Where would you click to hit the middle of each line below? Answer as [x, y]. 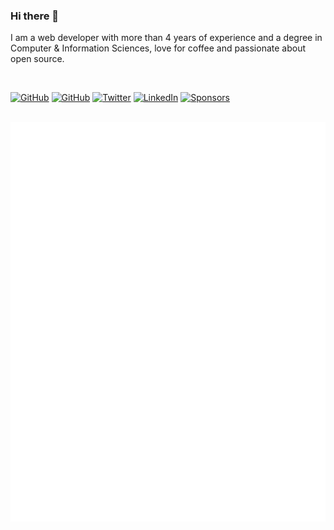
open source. [37, 59]
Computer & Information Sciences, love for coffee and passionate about [158, 48]
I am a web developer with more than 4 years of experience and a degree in [166, 38]
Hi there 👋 [35, 16]
